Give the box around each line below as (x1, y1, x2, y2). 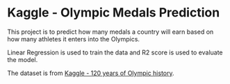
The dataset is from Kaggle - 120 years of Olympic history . (7, 69, 175, 77)
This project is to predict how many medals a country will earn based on (7, 28, 214, 36)
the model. (7, 55, 38, 63)
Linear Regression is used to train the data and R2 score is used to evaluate (7, 48, 224, 56)
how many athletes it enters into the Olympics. (7, 34, 140, 43)
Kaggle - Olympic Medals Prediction (7, 5, 220, 21)
